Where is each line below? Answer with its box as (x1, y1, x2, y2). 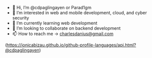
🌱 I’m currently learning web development (12, 20, 98, 26)
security (12, 15, 30, 20)
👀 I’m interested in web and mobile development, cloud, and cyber (12, 10, 147, 16)
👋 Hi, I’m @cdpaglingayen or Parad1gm (12, 5, 92, 10)
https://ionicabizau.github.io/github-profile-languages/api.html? (6, 42, 137, 48)
